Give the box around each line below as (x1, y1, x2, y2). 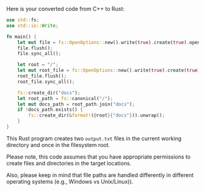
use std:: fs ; (6, 17, 40, 23)
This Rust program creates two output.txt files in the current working (6, 134, 182, 142)
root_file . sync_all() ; (17, 79, 75, 85)
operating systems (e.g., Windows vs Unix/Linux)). (6, 178, 134, 185)
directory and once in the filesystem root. (6, 141, 110, 148)
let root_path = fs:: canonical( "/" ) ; (17, 95, 113, 101)
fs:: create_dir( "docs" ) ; (17, 90, 81, 96)
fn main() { (6, 34, 37, 40)
